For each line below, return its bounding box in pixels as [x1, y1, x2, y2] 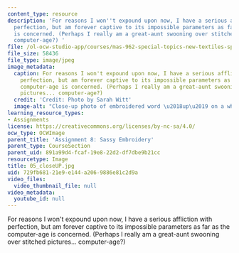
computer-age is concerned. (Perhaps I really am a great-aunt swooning [7, 230, 220, 239]
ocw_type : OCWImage [7, 129, 65, 136]
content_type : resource [7, 10, 78, 18]
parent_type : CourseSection [7, 143, 91, 150]
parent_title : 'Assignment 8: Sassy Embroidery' [7, 136, 154, 143]
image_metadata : [7, 63, 55, 70]
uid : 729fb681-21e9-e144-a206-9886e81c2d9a [7, 168, 139, 176]
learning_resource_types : [7, 109, 84, 117]
